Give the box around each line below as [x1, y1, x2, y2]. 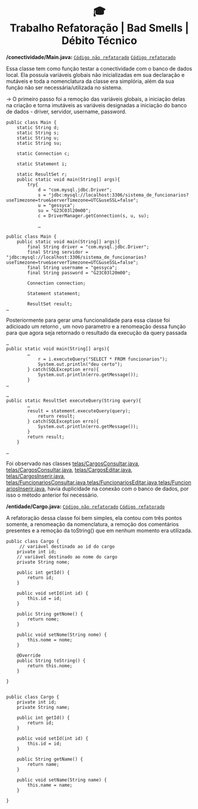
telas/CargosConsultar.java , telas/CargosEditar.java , [6, 466, 133, 473]
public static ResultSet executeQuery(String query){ [6, 398, 142, 404]
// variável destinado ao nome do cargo [17, 554, 118, 560]
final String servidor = [27, 249, 89, 255]
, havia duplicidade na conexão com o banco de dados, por [44, 485, 189, 492]
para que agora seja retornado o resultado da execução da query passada [6, 329, 187, 336]
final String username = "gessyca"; [27, 264, 118, 270]
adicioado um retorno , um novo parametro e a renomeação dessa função [6, 322, 186, 330]
